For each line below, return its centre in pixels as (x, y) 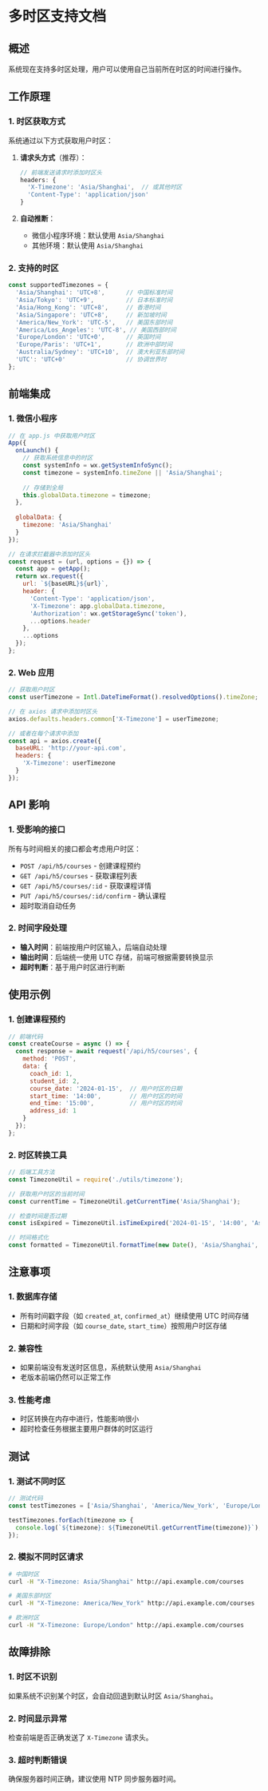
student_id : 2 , (55, 1081)
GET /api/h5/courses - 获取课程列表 (79, 875)
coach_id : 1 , (51, 1073)
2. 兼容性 (26, 1348)
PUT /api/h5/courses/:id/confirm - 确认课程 (93, 895)
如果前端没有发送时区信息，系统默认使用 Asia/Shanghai (110, 1367)
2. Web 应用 (31, 672)
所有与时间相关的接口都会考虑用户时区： (75, 849)
